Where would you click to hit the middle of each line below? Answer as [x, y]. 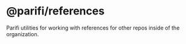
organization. [23, 34]
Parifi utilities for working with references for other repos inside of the [93, 28]
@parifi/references [55, 11]
